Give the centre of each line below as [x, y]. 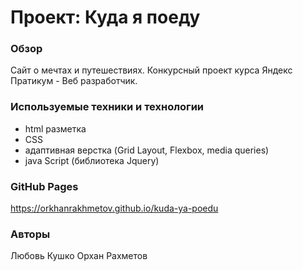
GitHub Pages [44, 186]
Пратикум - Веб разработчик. [74, 81]
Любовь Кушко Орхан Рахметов [79, 256]
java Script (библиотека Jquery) [92, 160]
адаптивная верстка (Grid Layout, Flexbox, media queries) [147, 150]
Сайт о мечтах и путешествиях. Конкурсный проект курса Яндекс [151, 70]
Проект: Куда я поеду [105, 17]
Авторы [30, 234]
